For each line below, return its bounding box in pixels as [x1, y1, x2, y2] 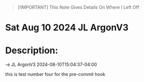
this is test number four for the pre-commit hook [5, 71, 106, 77]
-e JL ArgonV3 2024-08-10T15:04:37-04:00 [5, 61, 97, 67]
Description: [5, 45, 58, 56]
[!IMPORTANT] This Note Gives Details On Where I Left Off [17, 5, 139, 10]
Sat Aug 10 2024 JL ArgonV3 [5, 22, 129, 33]
